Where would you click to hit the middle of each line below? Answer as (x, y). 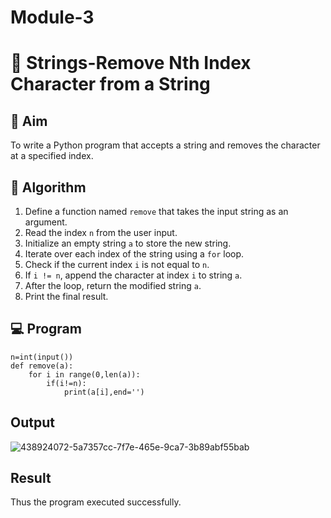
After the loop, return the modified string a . (113, 285)
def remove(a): (42, 366)
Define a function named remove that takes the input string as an (156, 211)
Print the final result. (66, 296)
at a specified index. (52, 156)
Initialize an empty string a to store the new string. (128, 243)
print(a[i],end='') (104, 392)
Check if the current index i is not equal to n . (117, 264)
